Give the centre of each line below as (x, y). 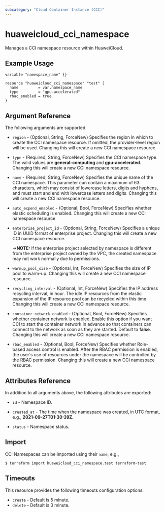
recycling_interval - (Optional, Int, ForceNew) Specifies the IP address (85, 288)
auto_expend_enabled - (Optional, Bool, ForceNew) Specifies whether (82, 208)
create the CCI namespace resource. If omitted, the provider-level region (86, 143)
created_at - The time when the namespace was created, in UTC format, (86, 412)
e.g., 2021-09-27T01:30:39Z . (43, 417)
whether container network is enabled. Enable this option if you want (82, 319)
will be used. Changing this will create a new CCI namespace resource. (84, 148)
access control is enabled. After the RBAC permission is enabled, (92, 349)
